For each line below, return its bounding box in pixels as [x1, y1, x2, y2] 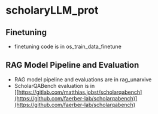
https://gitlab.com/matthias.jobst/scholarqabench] [18, 88, 142, 96]
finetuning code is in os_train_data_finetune [14, 43, 122, 50]
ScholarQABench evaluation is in [14, 82, 95, 89]
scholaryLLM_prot [5, 4, 99, 17]
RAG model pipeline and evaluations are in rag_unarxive [14, 75, 152, 83]
